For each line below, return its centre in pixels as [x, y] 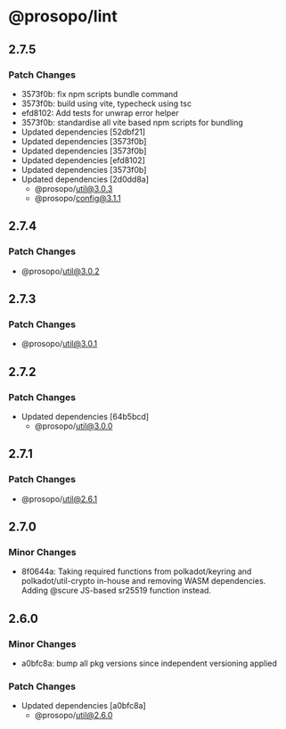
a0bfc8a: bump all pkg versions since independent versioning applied [149, 663]
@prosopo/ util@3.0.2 [60, 271]
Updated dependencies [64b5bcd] [85, 416]
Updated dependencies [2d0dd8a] [85, 179]
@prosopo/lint [63, 16]
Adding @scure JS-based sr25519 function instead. [116, 591]
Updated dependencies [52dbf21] [83, 132]
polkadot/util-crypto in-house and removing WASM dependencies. [143, 581]
